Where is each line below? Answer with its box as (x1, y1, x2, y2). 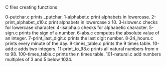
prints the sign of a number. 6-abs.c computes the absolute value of (19, 30, 159, 35)
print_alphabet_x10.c (5, 19, 48, 25)
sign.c (5, 30, 18, 35)
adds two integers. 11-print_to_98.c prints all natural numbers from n (18, 46, 158, 51)
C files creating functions (5, 4, 58, 10)
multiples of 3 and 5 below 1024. (5, 56, 73, 62)
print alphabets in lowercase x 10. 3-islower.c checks (48, 19, 158, 25)
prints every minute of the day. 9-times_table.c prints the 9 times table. (5, 40, 152, 46)
